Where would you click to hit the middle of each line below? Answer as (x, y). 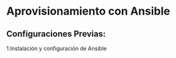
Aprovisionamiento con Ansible (88, 11)
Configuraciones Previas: (56, 34)
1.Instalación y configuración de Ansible (57, 48)
